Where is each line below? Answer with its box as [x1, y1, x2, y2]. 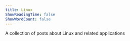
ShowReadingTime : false [5, 12, 56, 17]
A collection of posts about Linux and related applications [5, 30, 125, 36]
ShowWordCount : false [5, 16, 51, 21]
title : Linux [5, 7, 33, 12]
